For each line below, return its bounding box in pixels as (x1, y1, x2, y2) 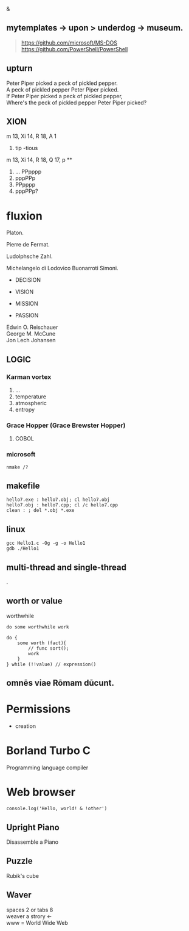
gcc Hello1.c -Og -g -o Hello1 (6, 540, 86, 547)
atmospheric (15, 400, 47, 407)
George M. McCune (6, 330, 56, 337)
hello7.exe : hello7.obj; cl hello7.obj (6, 497, 111, 503)
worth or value (6, 596, 63, 606)
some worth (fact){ (17, 640, 67, 646)
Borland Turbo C (6, 744, 91, 758)
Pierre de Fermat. (6, 241, 50, 248)
